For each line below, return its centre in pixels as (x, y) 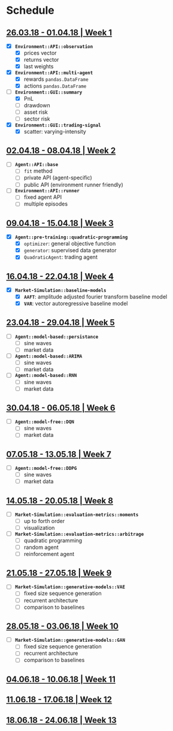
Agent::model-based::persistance (57, 337)
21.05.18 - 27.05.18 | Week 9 (59, 573)
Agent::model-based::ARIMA (48, 356)
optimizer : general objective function (70, 244)
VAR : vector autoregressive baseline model (76, 303)
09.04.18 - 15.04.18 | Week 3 (60, 223)
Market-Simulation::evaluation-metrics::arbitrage (79, 534)
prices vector (40, 53)
